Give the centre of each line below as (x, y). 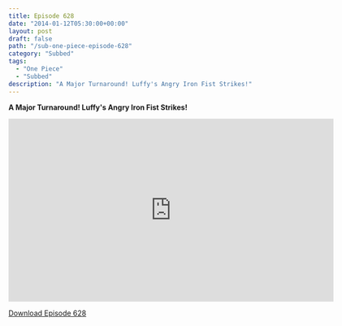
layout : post (30, 31)
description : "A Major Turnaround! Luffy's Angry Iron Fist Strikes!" (130, 84)
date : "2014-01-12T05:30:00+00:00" (69, 24)
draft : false (30, 39)
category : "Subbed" (41, 54)
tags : (17, 62)
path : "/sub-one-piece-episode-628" (70, 46)
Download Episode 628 (48, 313)
